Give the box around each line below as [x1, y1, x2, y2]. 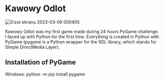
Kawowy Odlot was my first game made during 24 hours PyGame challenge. [5, 28, 159, 34]
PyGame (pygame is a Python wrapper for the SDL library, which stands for [5, 39, 157, 44]
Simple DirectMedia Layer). [5, 44, 60, 50]
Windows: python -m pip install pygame [5, 71, 85, 77]
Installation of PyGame [5, 58, 76, 66]
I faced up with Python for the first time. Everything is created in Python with [5, 34, 160, 40]
